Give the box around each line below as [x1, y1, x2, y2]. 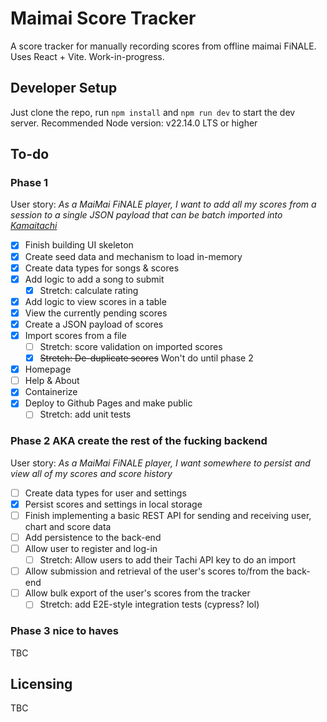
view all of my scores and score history [10, 467, 173, 479]
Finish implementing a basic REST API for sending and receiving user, [24, 509, 312, 521]
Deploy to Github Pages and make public [24, 397, 193, 409]
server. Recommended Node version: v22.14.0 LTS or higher [10, 117, 258, 129]
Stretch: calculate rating [39, 284, 139, 296]
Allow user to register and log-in [24, 542, 158, 554]
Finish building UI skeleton [24, 239, 134, 251]
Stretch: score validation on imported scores [39, 341, 223, 352]
